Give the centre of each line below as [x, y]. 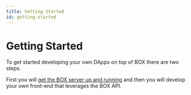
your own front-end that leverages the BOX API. [64, 86]
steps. [14, 69]
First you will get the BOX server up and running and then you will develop [96, 80]
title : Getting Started [35, 11]
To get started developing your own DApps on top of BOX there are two [93, 62]
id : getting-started [31, 17]
